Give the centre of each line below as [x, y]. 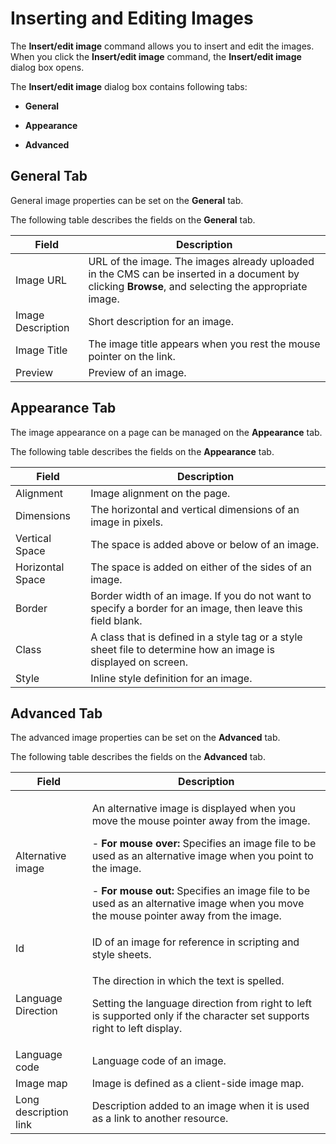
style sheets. [121, 955]
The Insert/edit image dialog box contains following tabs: [129, 86]
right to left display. [137, 1029]
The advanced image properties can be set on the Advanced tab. [145, 738]
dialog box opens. [47, 67]
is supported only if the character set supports [200, 1016]
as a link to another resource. [160, 1119]
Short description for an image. [161, 321]
